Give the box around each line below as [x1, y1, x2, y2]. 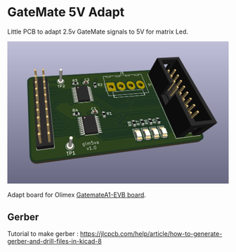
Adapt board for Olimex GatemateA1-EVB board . [7, 190, 146, 199]
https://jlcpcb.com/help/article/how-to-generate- [79, 230, 223, 238]
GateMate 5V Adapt [7, 4, 125, 20]
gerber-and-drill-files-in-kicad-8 [7, 237, 102, 246]
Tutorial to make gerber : [7, 230, 79, 238]
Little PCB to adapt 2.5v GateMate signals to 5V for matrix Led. [7, 27, 188, 36]
